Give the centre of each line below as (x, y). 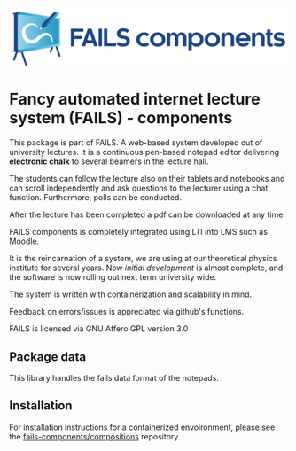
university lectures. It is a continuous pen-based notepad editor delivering (144, 152)
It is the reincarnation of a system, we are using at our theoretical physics (143, 259)
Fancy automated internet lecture (135, 99)
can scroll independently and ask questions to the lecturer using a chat (139, 188)
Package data (48, 357)
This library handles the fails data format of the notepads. (114, 378)
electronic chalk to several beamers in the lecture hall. (109, 161)
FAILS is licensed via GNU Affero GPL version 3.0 (99, 329)
